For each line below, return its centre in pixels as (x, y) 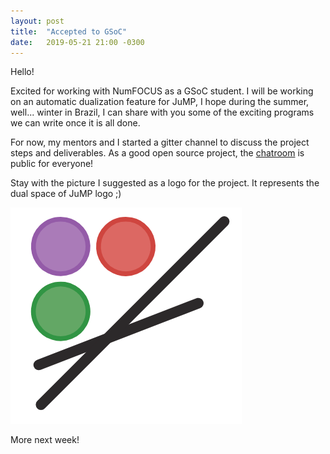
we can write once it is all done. (75, 123)
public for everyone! (52, 164)
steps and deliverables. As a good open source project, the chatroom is (157, 153)
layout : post (37, 21)
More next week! (45, 440)
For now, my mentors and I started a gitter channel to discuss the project (160, 142)
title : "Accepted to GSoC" (69, 31)
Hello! (22, 72)
